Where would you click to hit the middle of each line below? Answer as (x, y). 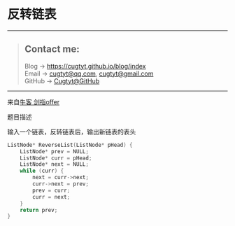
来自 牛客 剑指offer (34, 101)
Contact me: (52, 49)
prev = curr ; (51, 190)
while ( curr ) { (42, 171)
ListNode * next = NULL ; (55, 164)
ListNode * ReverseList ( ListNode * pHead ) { (70, 145)
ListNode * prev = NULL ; (55, 151)
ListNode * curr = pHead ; (56, 158)
